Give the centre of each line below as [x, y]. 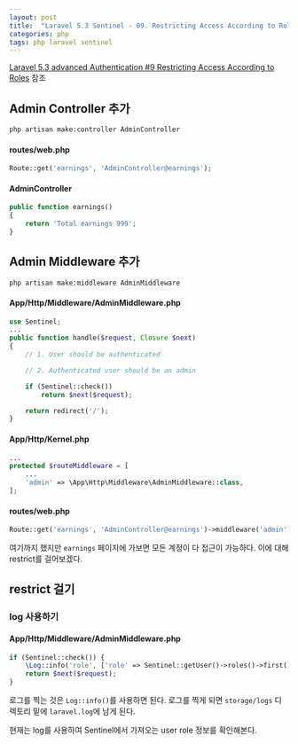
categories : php [39, 34]
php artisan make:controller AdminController [94, 129]
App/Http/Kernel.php [50, 439]
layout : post [33, 17]
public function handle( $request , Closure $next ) [103, 338]
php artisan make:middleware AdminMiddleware [94, 283]
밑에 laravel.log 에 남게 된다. [84, 711]
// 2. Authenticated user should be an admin [111, 370]
